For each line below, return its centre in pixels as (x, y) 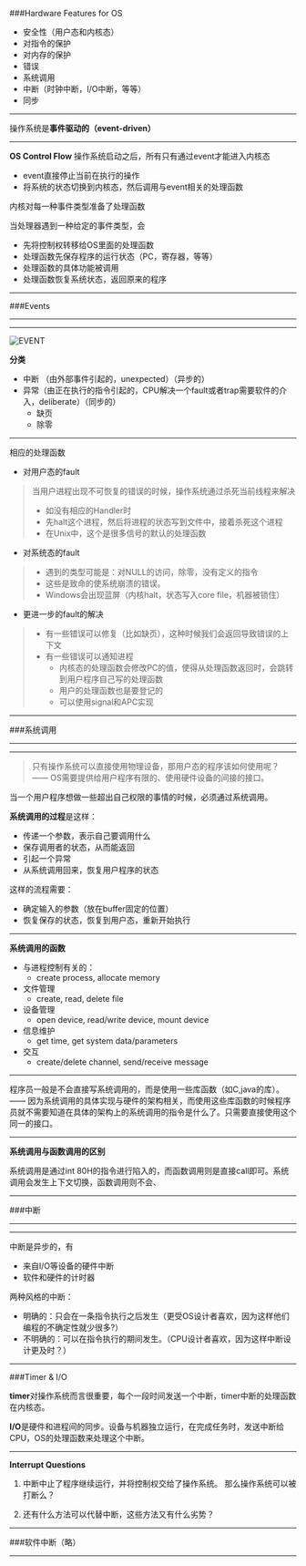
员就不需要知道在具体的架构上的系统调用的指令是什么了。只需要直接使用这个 (153, 1112)
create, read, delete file (80, 999)
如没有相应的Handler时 (88, 510)
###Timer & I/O (39, 1377)
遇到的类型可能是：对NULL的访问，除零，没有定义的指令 (152, 572)
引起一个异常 (46, 859)
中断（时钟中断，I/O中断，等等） (84, 89)
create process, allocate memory (98, 978)
